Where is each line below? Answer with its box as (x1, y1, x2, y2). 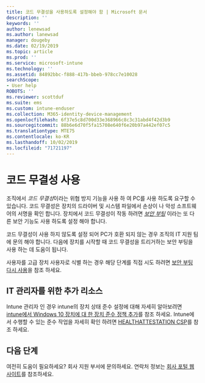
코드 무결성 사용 (6, 173, 81, 187)
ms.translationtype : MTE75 (6, 128, 75, 134)
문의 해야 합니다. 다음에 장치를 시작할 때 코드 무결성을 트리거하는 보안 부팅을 (12, 238, 193, 245)
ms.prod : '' (6, 54, 37, 60)
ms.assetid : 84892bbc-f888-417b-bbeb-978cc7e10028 (6, 71, 138, 77)
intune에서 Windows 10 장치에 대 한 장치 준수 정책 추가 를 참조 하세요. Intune (6, 310, 190, 318)
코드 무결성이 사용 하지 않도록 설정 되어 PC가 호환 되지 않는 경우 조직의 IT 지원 (6, 230, 192, 238)
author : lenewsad (6, 26, 51, 32)
